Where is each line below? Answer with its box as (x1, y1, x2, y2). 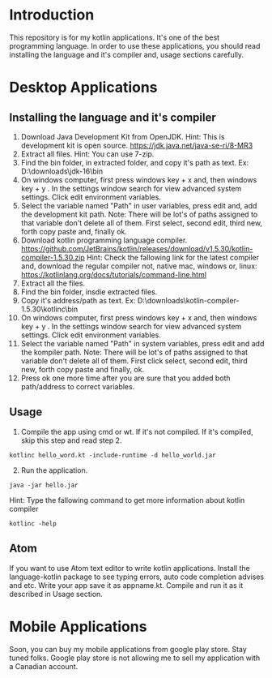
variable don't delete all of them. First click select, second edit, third (20, 355, 248, 366)
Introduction (9, 6, 95, 24)
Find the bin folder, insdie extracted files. (20, 286, 158, 297)
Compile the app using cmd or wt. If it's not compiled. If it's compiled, (20, 427, 253, 436)
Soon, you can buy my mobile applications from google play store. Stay (9, 644, 248, 654)
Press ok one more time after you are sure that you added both (20, 373, 231, 383)
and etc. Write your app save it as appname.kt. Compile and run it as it (9, 580, 244, 590)
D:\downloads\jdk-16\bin (20, 166, 104, 176)
